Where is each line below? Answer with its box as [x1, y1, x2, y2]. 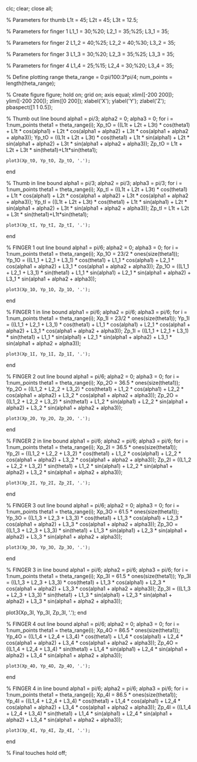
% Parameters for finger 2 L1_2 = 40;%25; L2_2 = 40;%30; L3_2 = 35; [6, 39, 176, 46]
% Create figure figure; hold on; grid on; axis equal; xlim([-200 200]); [6, 91, 174, 98]
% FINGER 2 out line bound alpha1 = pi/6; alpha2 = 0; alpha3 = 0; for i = [6, 373, 180, 380]
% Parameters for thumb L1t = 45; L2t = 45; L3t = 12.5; [6, 17, 138, 23]
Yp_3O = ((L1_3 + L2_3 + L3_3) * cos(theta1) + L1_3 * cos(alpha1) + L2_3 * [6, 514, 183, 521]
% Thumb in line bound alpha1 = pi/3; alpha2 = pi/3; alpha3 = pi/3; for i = [6, 180, 182, 186]
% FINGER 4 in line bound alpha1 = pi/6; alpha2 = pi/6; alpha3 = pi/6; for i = [6, 685, 189, 692]
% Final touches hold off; [6, 750, 67, 756]
